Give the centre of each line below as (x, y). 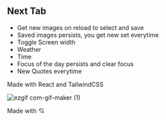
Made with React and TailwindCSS (55, 84)
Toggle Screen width (46, 42)
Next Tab (27, 11)
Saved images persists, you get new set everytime (88, 35)
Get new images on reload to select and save (81, 27)
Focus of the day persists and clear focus (75, 63)
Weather (29, 49)
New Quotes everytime (49, 71)
